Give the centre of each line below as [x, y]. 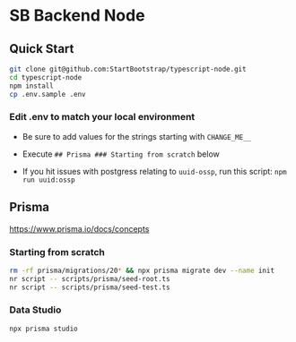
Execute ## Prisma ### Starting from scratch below [121, 154]
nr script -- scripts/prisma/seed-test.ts [90, 287]
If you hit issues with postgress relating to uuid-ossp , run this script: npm [154, 171]
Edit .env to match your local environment [102, 117]
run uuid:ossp [48, 180]
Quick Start [42, 49]
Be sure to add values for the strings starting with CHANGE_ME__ [137, 136]
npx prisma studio [44, 329]
